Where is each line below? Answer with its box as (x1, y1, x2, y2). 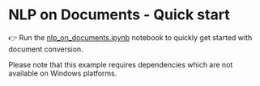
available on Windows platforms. (8, 68, 117, 78)
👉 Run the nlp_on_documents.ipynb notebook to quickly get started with (8, 32, 253, 42)
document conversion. (8, 44, 83, 54)
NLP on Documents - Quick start (8, 6, 230, 24)
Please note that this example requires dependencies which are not (8, 59, 233, 69)
